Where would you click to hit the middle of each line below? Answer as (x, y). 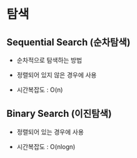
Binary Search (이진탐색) (59, 114)
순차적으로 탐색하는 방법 (49, 60)
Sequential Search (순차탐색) (68, 42)
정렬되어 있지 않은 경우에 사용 (56, 75)
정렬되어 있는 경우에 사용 (50, 132)
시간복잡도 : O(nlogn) (46, 146)
